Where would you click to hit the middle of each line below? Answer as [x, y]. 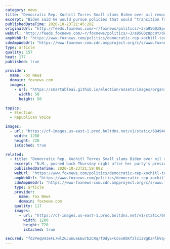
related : [14, 155]
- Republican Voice [30, 117]
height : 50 [30, 99]
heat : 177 [16, 57]
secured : [14, 239]
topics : [13, 108]
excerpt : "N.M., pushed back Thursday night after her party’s [82, 164]
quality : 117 [28, 206]
